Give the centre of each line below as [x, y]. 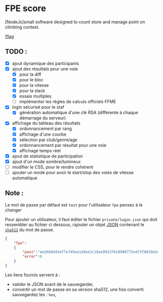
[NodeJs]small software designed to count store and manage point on [75, 22]
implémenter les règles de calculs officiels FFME [68, 102]
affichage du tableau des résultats [46, 123]
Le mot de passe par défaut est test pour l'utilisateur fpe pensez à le [74, 205]
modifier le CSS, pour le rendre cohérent [53, 167]
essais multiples [35, 96]
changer [13, 210]
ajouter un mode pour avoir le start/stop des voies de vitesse [73, 172]
